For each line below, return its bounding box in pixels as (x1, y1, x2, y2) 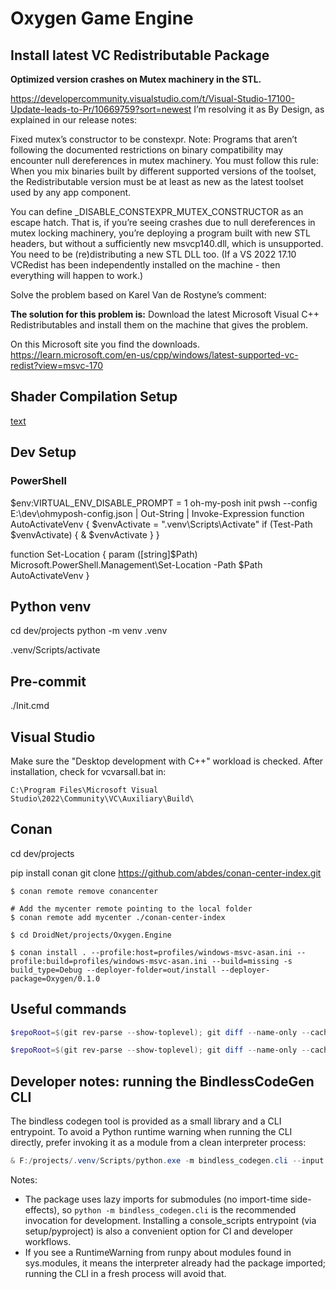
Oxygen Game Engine (10, 7, 194, 30)
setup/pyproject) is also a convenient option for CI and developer (24, 1225, 293, 1237)
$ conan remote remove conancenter (10, 886, 159, 896)
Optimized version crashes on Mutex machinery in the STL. (10, 73, 262, 85)
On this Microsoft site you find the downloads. (10, 338, 201, 350)
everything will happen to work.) (10, 270, 144, 281)
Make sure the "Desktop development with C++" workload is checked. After (10, 755, 324, 767)
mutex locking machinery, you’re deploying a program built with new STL (10, 227, 311, 239)
